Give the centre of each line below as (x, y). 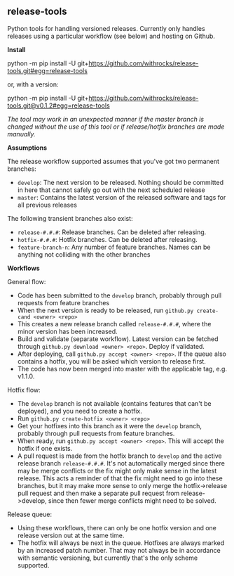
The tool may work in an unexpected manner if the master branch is (106, 119)
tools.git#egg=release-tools (47, 70)
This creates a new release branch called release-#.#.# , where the (114, 324)
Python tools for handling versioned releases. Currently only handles (106, 28)
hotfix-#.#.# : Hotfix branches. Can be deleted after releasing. (107, 239)
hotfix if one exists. (45, 448)
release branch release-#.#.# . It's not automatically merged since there (121, 463)
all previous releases (47, 205)
